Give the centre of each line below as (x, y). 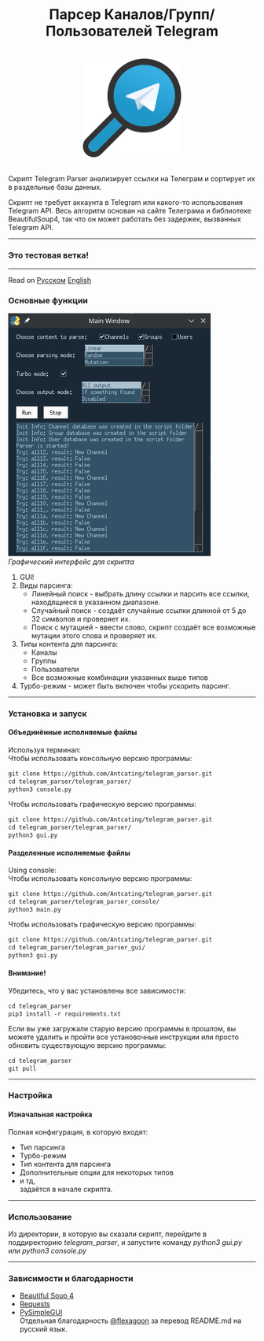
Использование (40, 1217)
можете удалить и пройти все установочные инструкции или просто (124, 1037)
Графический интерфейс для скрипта (71, 562)
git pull (22, 1068)
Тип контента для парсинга (65, 1164)
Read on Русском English (50, 280)
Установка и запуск (48, 713)
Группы (44, 660)
